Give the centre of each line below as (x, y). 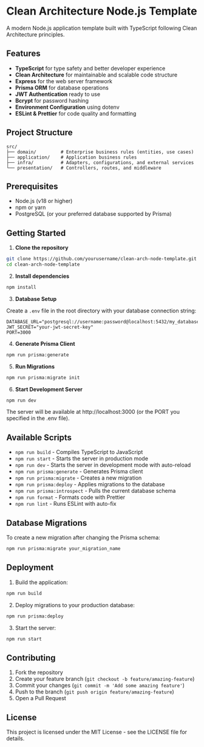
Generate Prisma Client (45, 343)
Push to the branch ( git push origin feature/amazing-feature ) (94, 692)
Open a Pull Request (41, 698)
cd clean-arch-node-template (43, 265)
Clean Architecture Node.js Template (102, 11)
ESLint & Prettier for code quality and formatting (76, 113)
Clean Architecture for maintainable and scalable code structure (96, 75)
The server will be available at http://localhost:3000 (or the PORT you (93, 412)
